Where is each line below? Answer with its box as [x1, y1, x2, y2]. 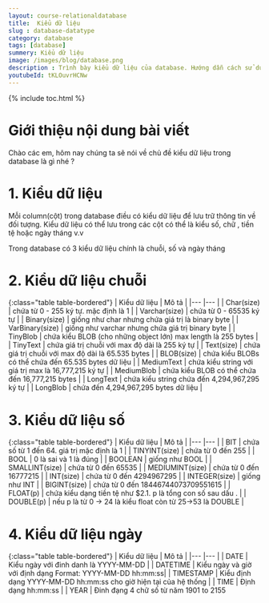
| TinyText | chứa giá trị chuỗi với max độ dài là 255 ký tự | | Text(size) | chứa [8, 340, 261, 350]
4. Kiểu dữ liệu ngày [8, 525, 143, 543]
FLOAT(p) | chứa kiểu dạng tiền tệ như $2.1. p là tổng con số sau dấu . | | [8, 488, 247, 498]
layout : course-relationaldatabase [8, 11, 127, 20]
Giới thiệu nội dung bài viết [8, 121, 190, 139]
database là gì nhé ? [8, 156, 74, 166]
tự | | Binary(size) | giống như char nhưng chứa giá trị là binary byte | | [8, 315, 239, 324]
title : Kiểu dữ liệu [8, 19, 81, 27]
